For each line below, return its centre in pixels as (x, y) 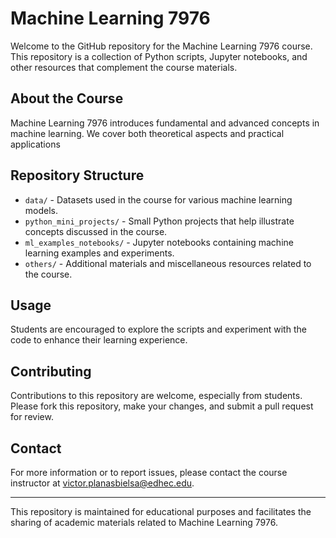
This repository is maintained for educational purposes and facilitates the (161, 511)
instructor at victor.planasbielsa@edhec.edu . (102, 483)
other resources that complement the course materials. (124, 67)
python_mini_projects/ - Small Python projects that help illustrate (159, 221)
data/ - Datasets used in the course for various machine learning (158, 199)
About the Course (67, 98)
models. (41, 210)
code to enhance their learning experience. (99, 340)
